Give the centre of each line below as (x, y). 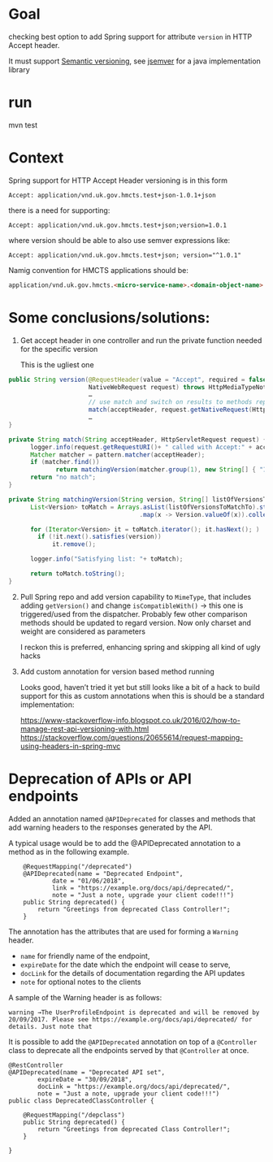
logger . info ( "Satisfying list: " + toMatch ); (106, 559)
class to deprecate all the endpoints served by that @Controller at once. (129, 1050)
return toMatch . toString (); (78, 574)
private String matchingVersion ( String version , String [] (108, 499)
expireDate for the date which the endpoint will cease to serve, (125, 965)
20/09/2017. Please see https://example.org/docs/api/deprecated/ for (130, 1019)
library (19, 69)
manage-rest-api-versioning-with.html (84, 729)
